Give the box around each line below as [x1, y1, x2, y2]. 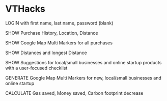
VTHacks [5, 3, 46, 15]
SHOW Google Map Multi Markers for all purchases [5, 39, 113, 46]
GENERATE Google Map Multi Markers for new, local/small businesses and [5, 74, 162, 81]
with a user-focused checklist [5, 65, 68, 71]
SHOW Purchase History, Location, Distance [5, 30, 98, 36]
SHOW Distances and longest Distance [5, 49, 88, 56]
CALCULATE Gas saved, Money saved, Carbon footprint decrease [5, 90, 144, 96]
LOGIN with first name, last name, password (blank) [5, 20, 114, 26]
